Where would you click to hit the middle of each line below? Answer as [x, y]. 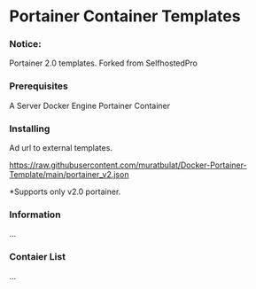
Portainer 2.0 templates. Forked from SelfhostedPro [103, 63]
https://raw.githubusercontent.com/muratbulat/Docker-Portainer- [128, 165]
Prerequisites [39, 86]
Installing [30, 129]
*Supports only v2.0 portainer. [65, 191]
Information [35, 215]
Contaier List [38, 257]
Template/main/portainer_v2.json [69, 175]
